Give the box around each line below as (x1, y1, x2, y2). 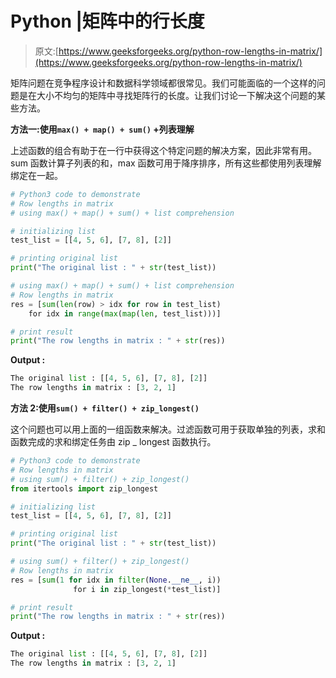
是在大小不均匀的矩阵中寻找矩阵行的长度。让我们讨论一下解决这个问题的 (18, 89, 317, 101)
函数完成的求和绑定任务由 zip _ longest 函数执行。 (10, 436, 217, 448)
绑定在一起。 (10, 169, 63, 181)
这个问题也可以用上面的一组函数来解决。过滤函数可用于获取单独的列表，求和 (10, 423, 326, 436)
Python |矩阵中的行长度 (10, 10, 205, 33)
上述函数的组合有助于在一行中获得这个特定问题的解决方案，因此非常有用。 (10, 144, 317, 156)
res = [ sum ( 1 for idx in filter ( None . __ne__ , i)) (10, 575, 222, 585)
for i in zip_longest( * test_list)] (73, 584, 222, 594)
